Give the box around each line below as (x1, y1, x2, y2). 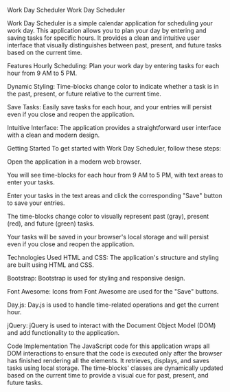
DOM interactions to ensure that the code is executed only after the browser (7, 349, 222, 357)
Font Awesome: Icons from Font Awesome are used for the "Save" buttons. (7, 287, 219, 295)
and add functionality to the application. (7, 329, 120, 336)
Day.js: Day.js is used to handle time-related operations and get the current (7, 301, 220, 309)
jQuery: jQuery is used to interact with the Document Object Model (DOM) (7, 321, 216, 329)
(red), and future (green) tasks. (7, 219, 95, 228)
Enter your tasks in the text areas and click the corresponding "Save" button (7, 192, 222, 199)
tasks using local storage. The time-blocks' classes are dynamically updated (7, 364, 224, 372)
